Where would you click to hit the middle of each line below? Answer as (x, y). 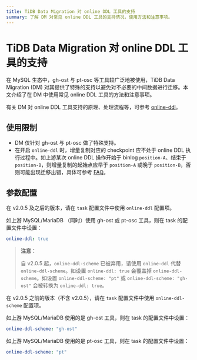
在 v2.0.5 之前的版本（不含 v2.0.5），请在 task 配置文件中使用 (80, 298)
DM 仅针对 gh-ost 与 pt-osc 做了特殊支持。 (67, 143)
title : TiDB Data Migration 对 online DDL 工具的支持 (71, 11)
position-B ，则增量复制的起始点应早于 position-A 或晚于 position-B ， (100, 165)
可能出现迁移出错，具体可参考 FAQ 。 (64, 172)
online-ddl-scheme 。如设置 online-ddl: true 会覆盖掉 (86, 271)
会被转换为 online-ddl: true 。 (70, 285)
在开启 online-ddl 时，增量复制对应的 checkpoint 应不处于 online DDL (99, 150)
